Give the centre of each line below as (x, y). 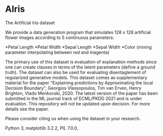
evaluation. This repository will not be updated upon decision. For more (78, 103)
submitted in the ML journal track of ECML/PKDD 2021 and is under (74, 98)
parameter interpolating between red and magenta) (57, 52)
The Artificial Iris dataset (30, 23)
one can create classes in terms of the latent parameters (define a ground (80, 67)
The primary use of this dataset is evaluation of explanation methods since (81, 62)
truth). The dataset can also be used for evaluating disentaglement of (76, 72)
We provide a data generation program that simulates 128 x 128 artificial (78, 32)
